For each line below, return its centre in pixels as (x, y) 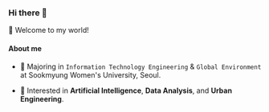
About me (25, 48)
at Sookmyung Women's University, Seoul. (90, 74)
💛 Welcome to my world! (49, 30)
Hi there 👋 (28, 13)
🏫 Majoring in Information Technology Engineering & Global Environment (141, 66)
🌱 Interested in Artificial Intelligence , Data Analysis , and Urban (126, 90)
